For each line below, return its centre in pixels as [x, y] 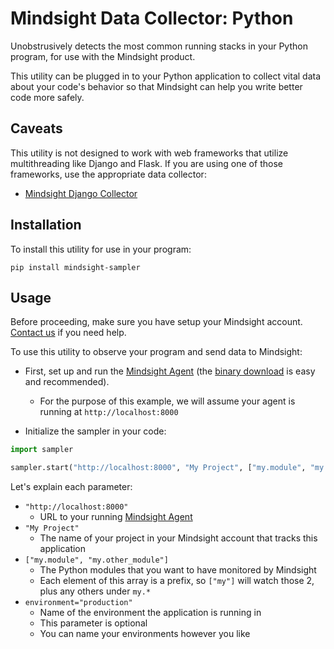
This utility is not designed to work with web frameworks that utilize [149, 153]
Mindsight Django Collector [81, 193]
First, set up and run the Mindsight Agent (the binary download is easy [170, 371]
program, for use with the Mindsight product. [103, 56]
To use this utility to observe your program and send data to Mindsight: [156, 352]
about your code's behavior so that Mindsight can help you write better [156, 86]
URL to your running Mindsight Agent [116, 517]
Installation [46, 225]
